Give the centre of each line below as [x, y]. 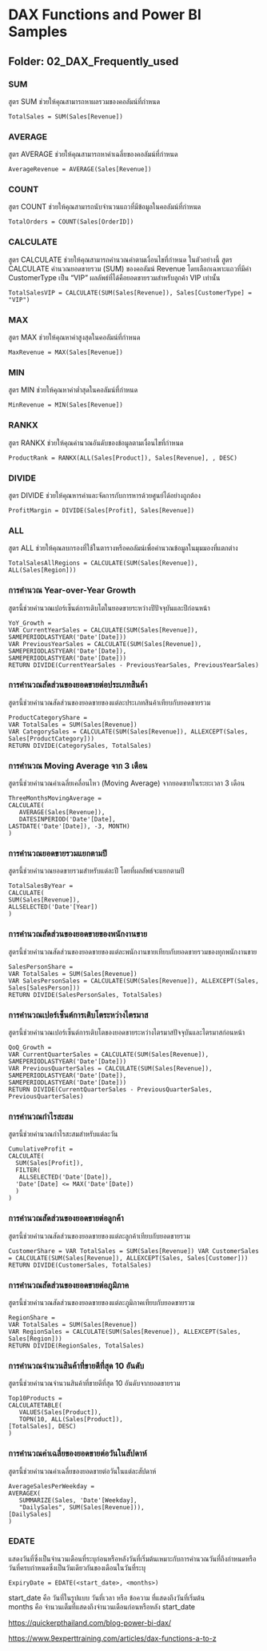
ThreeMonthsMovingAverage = [55, 798]
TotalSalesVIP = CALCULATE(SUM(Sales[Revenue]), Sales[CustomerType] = [130, 293]
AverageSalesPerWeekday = [51, 1486]
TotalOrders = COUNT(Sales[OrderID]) [71, 222]
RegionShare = [32, 1318]
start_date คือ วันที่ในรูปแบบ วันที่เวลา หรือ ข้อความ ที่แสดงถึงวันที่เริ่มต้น [107, 1597]
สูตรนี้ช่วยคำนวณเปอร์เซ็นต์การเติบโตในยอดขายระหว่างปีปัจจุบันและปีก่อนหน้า [109, 608]
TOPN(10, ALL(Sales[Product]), [71, 1420]
